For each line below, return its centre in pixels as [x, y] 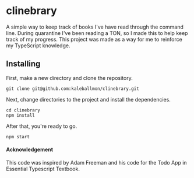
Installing [23, 64]
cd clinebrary [23, 110]
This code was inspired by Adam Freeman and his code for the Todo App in [97, 162]
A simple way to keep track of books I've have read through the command [95, 27]
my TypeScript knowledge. [38, 46]
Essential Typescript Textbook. [43, 169]
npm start [18, 137]
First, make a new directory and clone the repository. [69, 78]
